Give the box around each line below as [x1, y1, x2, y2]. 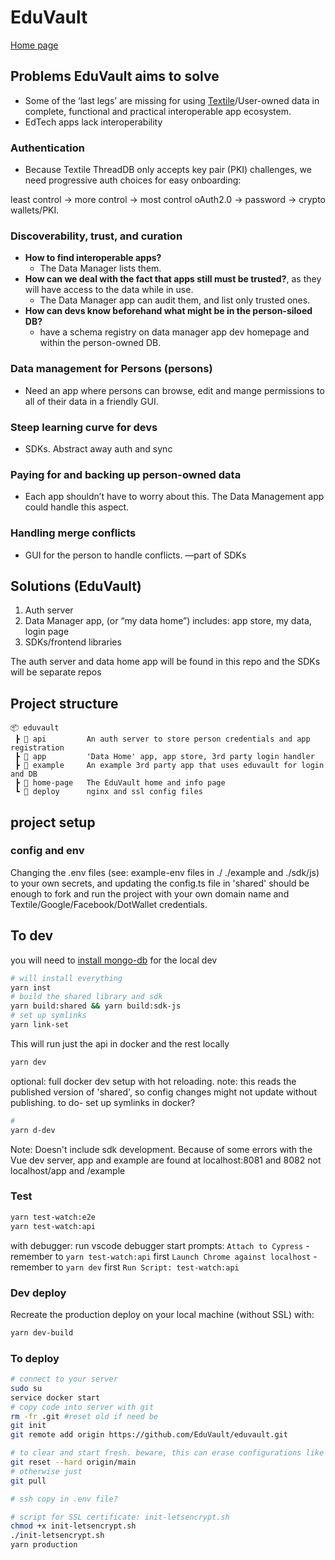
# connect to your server [10, 1374, 118, 1385]
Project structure [10, 695, 119, 712]
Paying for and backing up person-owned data [10, 467, 242, 481]
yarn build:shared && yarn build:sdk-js [10, 1001, 182, 1011]
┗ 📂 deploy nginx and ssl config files [14, 787, 203, 797]
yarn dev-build [10, 1327, 74, 1338]
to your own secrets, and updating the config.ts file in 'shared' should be [10, 877, 310, 889]
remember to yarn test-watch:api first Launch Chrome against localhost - [10, 1250, 318, 1262]
